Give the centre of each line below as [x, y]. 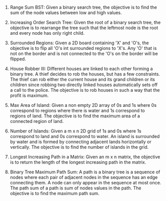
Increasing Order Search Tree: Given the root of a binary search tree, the [85, 22]
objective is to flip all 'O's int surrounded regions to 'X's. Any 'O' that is [83, 48]
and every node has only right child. [47, 33]
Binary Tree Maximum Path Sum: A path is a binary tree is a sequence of [85, 172]
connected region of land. [37, 121]
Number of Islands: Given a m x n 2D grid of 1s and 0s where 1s [76, 131]
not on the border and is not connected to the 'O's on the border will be [84, 53]
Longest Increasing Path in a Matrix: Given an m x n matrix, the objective [85, 157]
